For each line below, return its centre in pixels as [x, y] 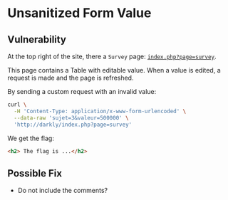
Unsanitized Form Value [79, 13]
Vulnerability [37, 40]
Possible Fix [35, 173]
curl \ [17, 105]
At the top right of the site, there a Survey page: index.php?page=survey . [112, 56]
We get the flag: [31, 138]
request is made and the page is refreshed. [71, 78]
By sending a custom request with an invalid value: [82, 91]
